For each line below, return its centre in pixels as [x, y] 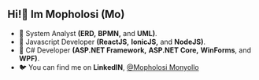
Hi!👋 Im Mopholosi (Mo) [66, 15]
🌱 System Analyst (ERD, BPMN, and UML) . [88, 33]
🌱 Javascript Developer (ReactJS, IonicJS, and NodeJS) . [112, 42]
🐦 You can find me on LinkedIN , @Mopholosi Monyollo [109, 67]
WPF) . [29, 58]
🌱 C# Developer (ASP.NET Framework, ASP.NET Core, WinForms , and [135, 50]
